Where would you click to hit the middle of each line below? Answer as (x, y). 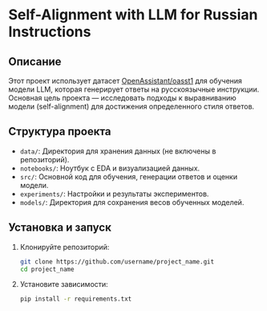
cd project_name (47, 269)
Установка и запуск (60, 228)
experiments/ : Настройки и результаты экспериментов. (114, 194)
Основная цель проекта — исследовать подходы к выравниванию (122, 98)
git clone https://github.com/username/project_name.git (117, 262)
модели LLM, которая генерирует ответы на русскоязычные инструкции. (134, 89)
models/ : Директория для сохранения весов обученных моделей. (132, 202)
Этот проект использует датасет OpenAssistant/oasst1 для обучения (125, 81)
